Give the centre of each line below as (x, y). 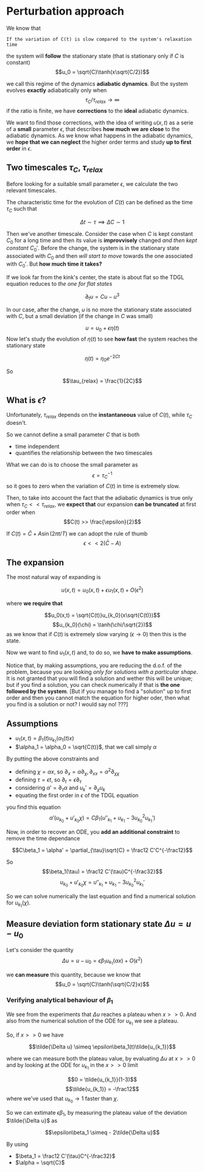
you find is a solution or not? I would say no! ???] (67, 705)
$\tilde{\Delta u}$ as (32, 1120)
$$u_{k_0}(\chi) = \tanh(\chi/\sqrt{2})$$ (102, 624)
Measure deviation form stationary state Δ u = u (99, 924)
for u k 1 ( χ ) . (19, 904)
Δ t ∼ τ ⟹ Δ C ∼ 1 (102, 222)
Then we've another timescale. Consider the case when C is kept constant (100, 233)
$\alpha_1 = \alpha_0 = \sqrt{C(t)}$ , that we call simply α (86, 747)
